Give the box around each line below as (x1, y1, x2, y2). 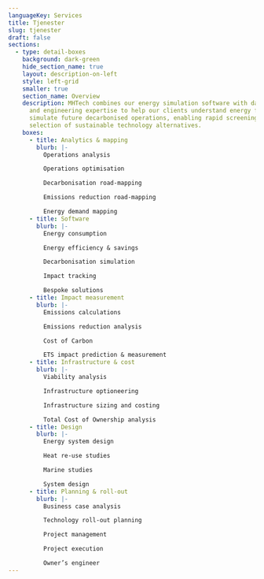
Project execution (42, 545, 104, 553)
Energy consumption (42, 229, 108, 237)
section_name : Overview (22, 92, 101, 100)
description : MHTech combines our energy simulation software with (22, 99, 247, 107)
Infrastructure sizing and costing (42, 401, 159, 410)
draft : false (8, 33, 51, 42)
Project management (42, 531, 108, 539)
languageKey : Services (8, 11, 82, 20)
